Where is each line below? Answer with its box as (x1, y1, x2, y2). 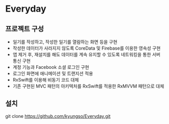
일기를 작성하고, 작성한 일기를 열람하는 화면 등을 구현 (12, 39, 118, 45)
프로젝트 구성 (5, 24, 44, 33)
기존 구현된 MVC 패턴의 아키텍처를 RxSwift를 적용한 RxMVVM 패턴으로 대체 (12, 83, 164, 89)
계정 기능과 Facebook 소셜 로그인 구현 (12, 64, 90, 70)
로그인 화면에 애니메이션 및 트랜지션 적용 (12, 70, 93, 76)
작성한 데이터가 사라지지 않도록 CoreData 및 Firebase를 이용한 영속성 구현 (12, 45, 161, 51)
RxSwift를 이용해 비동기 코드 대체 (12, 77, 79, 82)
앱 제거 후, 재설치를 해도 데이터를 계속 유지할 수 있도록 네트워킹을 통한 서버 (12, 52, 161, 57)
